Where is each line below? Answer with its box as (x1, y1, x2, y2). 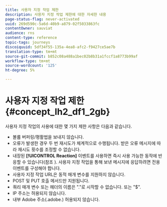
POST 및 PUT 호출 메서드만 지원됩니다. (12, 177, 90, 183)
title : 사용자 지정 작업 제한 (5, 7, 59, 12)
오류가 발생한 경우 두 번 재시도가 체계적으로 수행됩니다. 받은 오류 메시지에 (12, 140, 156, 146)
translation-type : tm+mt (5, 49, 57, 54)
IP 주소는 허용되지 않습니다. (12, 190, 67, 196)
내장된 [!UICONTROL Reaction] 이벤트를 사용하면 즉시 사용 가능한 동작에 (12, 152, 157, 158)
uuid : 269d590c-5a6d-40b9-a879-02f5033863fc (5, 21, 100, 26)
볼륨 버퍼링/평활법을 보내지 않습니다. (12, 133, 84, 140)
